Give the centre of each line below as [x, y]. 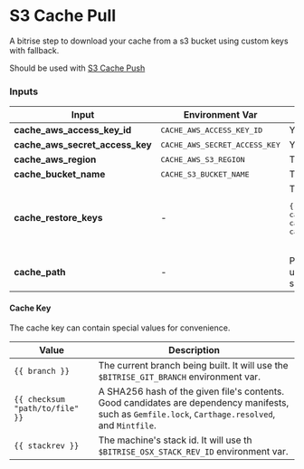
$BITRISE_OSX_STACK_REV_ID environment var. [193, 452]
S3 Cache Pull [62, 16]
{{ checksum [40, 400]
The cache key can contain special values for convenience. [120, 328]
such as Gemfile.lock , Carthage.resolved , [187, 415]
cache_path [40, 273]
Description [194, 350]
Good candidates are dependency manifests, [194, 403]
